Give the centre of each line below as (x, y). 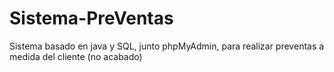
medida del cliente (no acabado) (76, 56)
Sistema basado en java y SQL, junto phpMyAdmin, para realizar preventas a (167, 46)
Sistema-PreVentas (91, 18)
